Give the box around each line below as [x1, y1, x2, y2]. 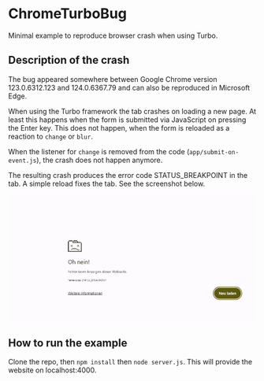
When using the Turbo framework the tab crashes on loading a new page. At [8, 106, 257, 116]
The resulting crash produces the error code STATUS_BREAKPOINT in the [8, 170, 248, 179]
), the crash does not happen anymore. [36, 155, 163, 165]
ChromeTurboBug [8, 5, 128, 23]
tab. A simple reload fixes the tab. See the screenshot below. [8, 179, 206, 188]
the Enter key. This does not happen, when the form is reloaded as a [8, 123, 230, 132]
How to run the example [8, 336, 128, 350]
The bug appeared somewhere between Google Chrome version [8, 74, 218, 83]
